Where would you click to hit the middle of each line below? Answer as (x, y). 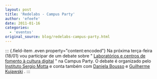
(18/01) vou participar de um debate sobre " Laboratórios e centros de (75, 56)
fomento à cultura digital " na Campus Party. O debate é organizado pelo (78, 61)
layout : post (18, 10)
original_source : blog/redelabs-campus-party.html (58, 37)
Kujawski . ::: (18, 71)
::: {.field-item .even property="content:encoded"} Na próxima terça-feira (79, 50)
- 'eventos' (22, 32)
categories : (17, 28)
